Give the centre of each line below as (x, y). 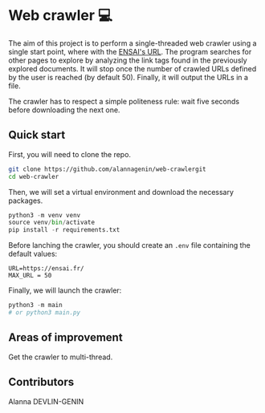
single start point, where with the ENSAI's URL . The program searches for (130, 51)
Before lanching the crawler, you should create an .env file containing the (130, 245)
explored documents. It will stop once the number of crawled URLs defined (132, 68)
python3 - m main (35, 306)
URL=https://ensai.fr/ (46, 269)
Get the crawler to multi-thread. (61, 357)
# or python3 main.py (45, 313)
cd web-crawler (34, 176)
